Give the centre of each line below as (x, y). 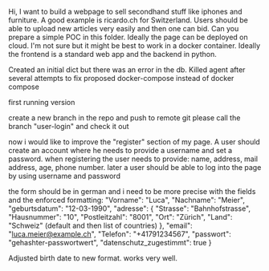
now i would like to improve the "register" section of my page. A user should (134, 142)
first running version (42, 102)
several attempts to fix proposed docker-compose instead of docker (121, 78)
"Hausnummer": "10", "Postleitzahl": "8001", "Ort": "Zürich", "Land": (120, 217)
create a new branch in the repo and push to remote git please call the (124, 118)
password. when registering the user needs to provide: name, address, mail (133, 159)
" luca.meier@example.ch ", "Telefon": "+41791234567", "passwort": (120, 234)
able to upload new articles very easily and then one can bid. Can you (124, 28)
